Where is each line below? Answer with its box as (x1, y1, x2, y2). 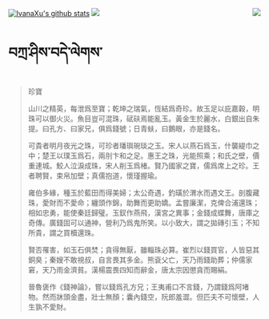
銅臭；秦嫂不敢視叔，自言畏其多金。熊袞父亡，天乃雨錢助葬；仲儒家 (27, 255, 253, 264)
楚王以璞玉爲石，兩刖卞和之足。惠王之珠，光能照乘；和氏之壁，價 (42, 151, 260, 160)
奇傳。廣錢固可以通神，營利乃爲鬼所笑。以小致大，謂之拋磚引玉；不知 (27, 217, 260, 228)
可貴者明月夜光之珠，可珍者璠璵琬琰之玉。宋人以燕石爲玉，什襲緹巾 (27, 140, 253, 150)
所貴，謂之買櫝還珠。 (27, 228, 98, 237)
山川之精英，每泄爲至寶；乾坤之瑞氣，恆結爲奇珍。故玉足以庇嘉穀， (27, 103, 253, 113)
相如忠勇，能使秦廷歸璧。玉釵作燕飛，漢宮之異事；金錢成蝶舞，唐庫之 (27, 208, 260, 217)
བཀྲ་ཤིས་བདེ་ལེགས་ (8, 44, 102, 62)
